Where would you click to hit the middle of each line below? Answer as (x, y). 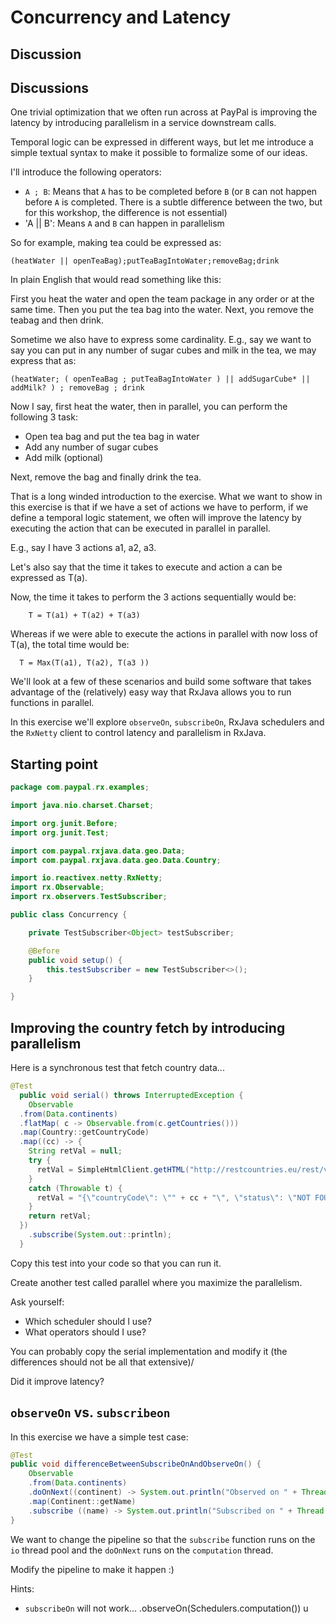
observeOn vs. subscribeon (90, 1412)
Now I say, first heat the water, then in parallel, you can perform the (149, 407)
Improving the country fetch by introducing (148, 1027)
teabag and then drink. (57, 320)
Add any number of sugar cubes (91, 447)
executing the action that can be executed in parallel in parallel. (140, 528)
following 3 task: (44, 417)
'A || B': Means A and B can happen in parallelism (124, 223)
